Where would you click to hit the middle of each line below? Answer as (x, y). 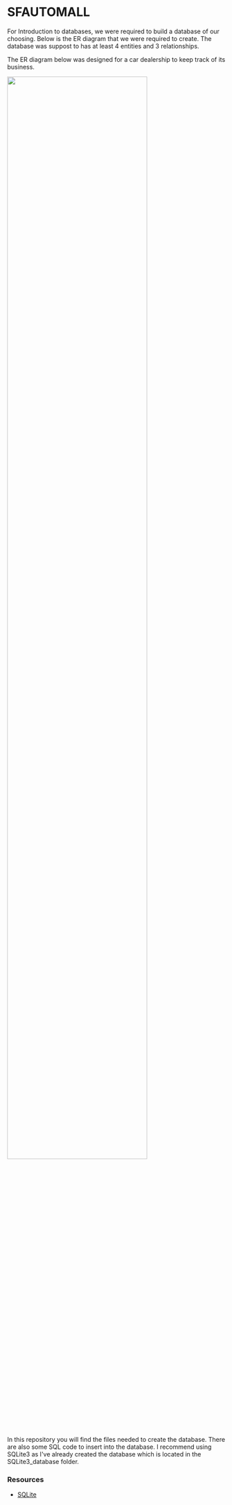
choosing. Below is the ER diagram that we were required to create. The (109, 38)
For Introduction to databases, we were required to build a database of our (114, 31)
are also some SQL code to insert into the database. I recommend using (109, 1447)
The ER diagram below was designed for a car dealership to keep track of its (116, 59)
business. (21, 67)
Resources (26, 1479)
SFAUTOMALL (49, 12)
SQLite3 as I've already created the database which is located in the (104, 1454)
